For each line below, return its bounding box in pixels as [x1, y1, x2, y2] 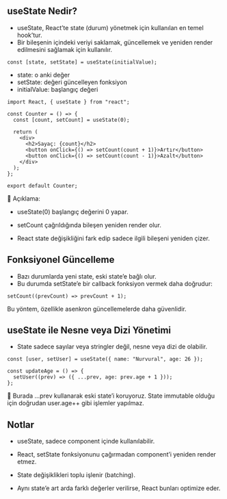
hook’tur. [16, 31, 42, 39]
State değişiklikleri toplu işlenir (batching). [16, 471, 135, 479]
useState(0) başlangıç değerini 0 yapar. [16, 207, 129, 216]
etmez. [16, 458, 37, 466]
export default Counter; [7, 182, 78, 189]
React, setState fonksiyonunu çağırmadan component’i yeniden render [16, 450, 217, 459]
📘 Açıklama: [7, 194, 41, 203]
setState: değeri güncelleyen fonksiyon [16, 78, 128, 86]
